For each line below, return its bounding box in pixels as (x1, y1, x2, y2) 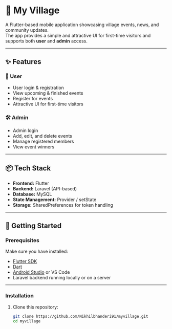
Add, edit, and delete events (12, 133, 73, 139)
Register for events (12, 95, 53, 101)
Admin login (12, 127, 38, 134)
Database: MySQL (12, 191, 52, 197)
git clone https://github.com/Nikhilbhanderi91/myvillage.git (12, 314, 148, 319)
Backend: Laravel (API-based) (12, 185, 77, 191)
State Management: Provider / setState (12, 196, 97, 203)
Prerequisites (5, 237, 39, 244)
